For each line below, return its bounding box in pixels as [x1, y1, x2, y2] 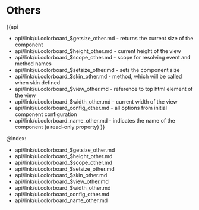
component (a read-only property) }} [14, 123, 105, 130]
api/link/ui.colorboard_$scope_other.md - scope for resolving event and [14, 54, 191, 61]
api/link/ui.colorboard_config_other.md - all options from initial [14, 104, 168, 111]
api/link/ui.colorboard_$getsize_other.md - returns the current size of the [14, 35, 194, 42]
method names [14, 60, 52, 67]
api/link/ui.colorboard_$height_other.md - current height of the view [14, 47, 181, 54]
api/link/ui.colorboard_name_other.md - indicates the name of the [14, 117, 175, 124]
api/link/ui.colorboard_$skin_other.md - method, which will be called [14, 73, 182, 80]
